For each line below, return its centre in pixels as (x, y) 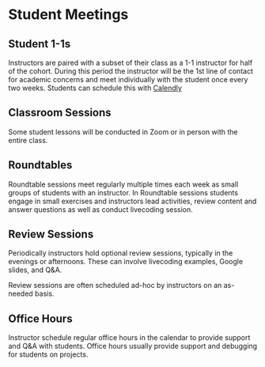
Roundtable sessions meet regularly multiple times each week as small (123, 184)
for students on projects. (48, 354)
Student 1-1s (40, 44)
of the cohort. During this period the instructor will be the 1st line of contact (131, 71)
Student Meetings (68, 15)
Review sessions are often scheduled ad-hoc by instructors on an (115, 286)
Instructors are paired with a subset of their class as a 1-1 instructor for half (131, 62)
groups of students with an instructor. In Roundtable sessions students (123, 192)
